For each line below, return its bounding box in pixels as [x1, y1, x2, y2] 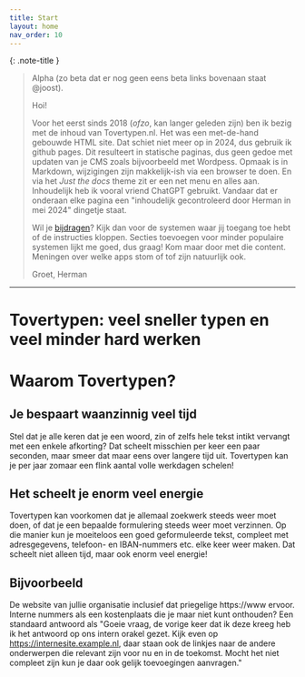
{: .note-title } [9, 56, 60, 66]
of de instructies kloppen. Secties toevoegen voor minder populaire [31, 232, 284, 243]
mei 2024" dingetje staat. [31, 205, 127, 216]
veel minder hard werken [9, 328, 202, 349]
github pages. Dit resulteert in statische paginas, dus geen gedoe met [31, 147, 293, 157]
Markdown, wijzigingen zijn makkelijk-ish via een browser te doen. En [31, 166, 292, 177]
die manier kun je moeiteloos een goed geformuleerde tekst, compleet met [9, 530, 289, 541]
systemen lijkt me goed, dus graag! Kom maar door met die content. [31, 242, 286, 253]
